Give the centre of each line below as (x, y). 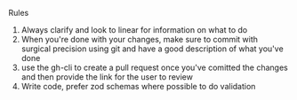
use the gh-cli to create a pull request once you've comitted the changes (154, 67)
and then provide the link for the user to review (107, 77)
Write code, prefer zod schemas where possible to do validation (138, 86)
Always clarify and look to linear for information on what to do (134, 30)
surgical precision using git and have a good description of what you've (152, 49)
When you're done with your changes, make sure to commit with (140, 39)
